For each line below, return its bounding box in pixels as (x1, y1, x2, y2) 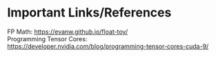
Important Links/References (7, 5, 172, 21)
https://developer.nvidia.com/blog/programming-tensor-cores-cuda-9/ (7, 42, 209, 50)
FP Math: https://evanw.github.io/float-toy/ (7, 27, 128, 36)
